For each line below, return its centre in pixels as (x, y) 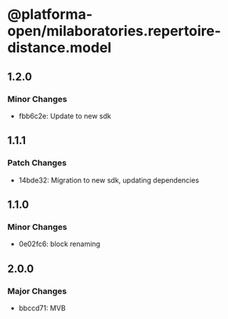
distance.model (60, 48)
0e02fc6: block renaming (60, 244)
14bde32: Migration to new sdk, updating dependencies (109, 180)
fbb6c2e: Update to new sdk (65, 116)
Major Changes (37, 291)
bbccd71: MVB (42, 308)
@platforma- (50, 14)
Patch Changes (37, 163)
